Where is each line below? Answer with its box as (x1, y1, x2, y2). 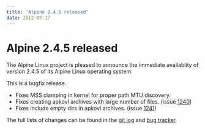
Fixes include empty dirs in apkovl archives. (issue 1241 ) (15, 105, 157, 112)
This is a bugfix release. (6, 80, 67, 87)
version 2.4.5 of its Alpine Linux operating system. (6, 68, 133, 75)
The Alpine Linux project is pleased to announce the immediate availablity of (6, 61, 199, 69)
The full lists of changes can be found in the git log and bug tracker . (6, 117, 177, 124)
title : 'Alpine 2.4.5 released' (6, 9, 89, 15)
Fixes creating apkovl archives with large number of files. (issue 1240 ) (15, 98, 192, 105)
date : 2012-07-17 (6, 15, 51, 21)
